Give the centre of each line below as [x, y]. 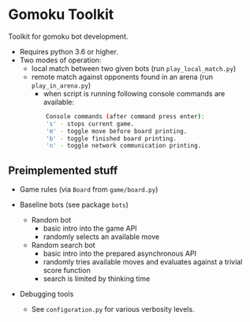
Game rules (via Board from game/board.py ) [89, 189]
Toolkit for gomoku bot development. [68, 36]
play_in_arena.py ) [61, 85]
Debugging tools [47, 294]
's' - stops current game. [90, 124]
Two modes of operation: [60, 60]
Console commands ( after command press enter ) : [125, 116]
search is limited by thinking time [97, 279]
